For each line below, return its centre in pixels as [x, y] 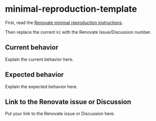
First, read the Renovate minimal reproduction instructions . [64, 23]
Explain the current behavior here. [39, 59]
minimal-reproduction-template [71, 9]
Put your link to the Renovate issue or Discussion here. [60, 114]
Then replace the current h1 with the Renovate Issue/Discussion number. [78, 32]
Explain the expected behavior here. [41, 86]
